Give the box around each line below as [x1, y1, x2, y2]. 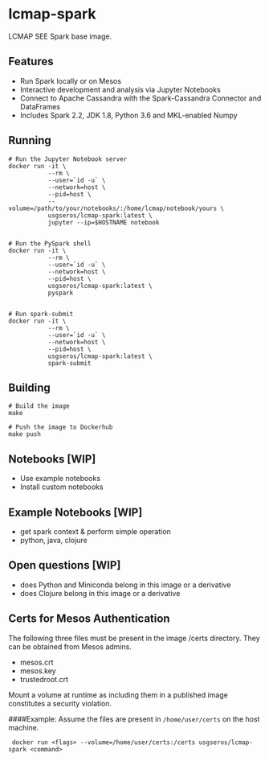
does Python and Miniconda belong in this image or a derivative [19, 580, 231, 590]
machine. [8, 722, 39, 732]
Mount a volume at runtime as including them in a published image [8, 689, 229, 700]
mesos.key [19, 665, 56, 676]
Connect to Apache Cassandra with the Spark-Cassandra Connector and [19, 93, 262, 103]
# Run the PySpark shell [8, 239, 92, 248]
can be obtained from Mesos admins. [8, 641, 132, 652]
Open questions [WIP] [8, 558, 121, 572]
